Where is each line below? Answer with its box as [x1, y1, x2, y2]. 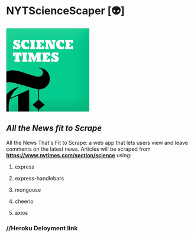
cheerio [14, 198, 34, 205]
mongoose [14, 186, 41, 193]
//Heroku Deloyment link [6, 224, 78, 232]
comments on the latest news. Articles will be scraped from [6, 145, 151, 153]
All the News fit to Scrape [6, 123, 102, 134]
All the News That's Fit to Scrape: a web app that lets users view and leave [6, 139, 188, 146]
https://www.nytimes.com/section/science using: [6, 151, 132, 158]
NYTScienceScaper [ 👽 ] [6, 4, 125, 18]
